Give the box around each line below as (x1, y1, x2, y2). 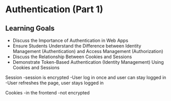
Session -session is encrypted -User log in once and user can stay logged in (5, 74, 166, 80)
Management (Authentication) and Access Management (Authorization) (12, 48, 163, 54)
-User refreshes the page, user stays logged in (5, 80, 104, 86)
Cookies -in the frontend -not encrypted (5, 90, 90, 95)
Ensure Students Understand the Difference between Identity (12, 43, 141, 49)
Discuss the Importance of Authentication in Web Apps (12, 37, 129, 43)
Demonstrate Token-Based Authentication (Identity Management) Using (12, 59, 164, 65)
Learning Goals (5, 24, 55, 33)
